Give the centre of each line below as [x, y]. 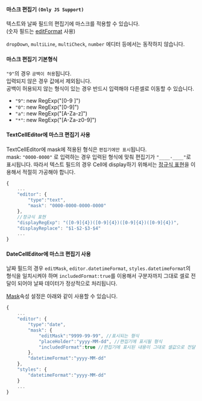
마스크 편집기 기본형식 [32, 59]
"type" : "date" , [47, 325]
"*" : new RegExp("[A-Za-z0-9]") [55, 120]
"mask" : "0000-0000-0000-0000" [67, 206]
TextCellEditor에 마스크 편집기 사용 [48, 135]
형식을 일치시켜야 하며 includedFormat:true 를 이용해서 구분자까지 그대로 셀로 [98, 276]
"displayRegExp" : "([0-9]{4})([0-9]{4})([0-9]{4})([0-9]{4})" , [98, 223]
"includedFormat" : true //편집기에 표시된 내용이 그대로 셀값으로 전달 [117, 347]
